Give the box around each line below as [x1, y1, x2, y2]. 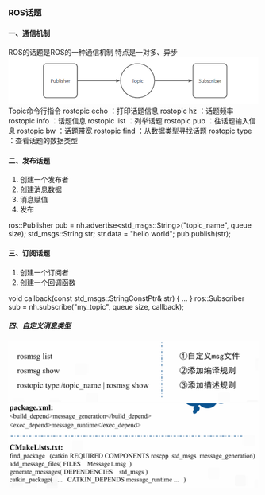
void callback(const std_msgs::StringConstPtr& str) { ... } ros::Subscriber [8, 293, 245, 303]
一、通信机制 [8, 28, 50, 37]
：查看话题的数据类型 [8, 136, 78, 146]
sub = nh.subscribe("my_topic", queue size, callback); [8, 302, 185, 311]
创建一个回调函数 [19, 277, 76, 287]
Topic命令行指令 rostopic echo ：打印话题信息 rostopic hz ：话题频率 [8, 106, 234, 116]
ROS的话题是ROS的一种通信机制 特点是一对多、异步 [8, 48, 179, 57]
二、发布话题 [8, 155, 50, 165]
